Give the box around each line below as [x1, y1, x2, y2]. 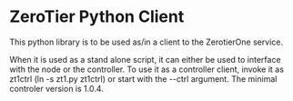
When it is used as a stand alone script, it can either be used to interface [9, 54, 281, 65]
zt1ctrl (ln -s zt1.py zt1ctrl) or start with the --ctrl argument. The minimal [9, 73, 278, 84]
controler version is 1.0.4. [9, 83, 105, 94]
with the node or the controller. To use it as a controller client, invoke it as [9, 64, 285, 75]
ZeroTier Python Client [9, 6, 185, 27]
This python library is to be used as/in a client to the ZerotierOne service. [9, 36, 284, 47]
